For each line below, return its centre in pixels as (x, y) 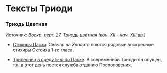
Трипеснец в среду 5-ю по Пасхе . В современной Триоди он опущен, (87, 60)
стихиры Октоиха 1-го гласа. (43, 50)
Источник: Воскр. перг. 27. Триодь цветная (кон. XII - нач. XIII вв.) (76, 35)
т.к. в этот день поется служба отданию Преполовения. (72, 65)
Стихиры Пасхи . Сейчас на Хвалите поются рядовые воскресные (83, 45)
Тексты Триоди (39, 9)
